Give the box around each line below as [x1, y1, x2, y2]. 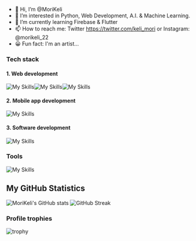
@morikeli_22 [14, 34, 49, 41]
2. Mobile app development [6, 97, 76, 104]
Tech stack [6, 55, 39, 63]
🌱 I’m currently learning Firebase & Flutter [14, 19, 118, 25]
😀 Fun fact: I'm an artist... [14, 40, 79, 47]
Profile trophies [6, 214, 53, 222]
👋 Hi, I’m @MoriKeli [14, 6, 63, 13]
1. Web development [6, 70, 58, 77]
